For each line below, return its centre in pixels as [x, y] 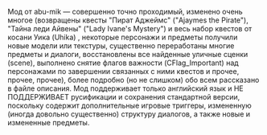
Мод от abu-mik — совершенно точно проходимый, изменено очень [125, 12]
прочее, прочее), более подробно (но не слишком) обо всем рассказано [133, 80]
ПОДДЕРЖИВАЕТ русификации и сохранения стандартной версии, [124, 97]
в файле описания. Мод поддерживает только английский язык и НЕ [126, 88]
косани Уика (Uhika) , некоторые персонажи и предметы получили [123, 37]
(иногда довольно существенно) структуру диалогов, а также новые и [129, 114]
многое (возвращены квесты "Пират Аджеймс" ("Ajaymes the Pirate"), [128, 20]
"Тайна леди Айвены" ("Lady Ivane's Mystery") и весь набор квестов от [130, 29]
